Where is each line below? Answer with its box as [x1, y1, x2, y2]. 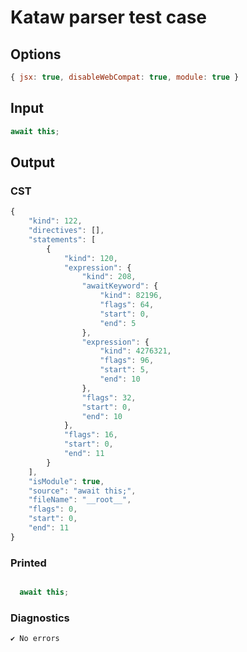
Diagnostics [10, 611, 70, 625]
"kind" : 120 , [63, 253, 118, 263]
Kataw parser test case [10, 6, 208, 29]
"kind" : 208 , [81, 272, 137, 282]
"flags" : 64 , [99, 300, 155, 310]
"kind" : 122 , [28, 216, 83, 226]
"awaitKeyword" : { [81, 281, 159, 291]
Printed [10, 556, 47, 570]
